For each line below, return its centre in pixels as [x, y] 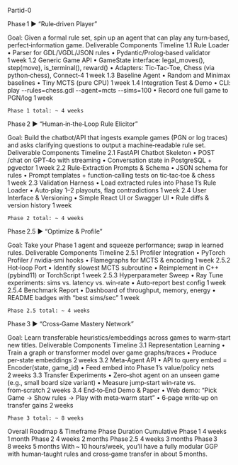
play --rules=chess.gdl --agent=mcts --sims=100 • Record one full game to [118, 90]
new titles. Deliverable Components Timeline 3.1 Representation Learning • [116, 345]
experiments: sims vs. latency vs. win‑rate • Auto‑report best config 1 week [117, 283]
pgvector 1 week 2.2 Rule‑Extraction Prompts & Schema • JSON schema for [118, 168]
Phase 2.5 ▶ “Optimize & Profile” [55, 231]
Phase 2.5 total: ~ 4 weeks [49, 311]
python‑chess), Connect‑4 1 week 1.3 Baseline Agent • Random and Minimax [119, 75]
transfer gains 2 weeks [40, 405]
